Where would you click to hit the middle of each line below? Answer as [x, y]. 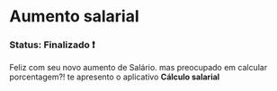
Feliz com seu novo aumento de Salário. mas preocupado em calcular [138, 68]
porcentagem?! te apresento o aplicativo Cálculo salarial [115, 77]
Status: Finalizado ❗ [52, 45]
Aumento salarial [74, 17]
